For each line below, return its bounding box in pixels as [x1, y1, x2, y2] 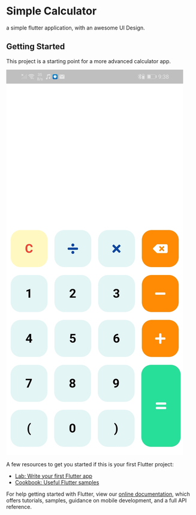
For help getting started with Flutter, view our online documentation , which [6, 490, 191, 498]
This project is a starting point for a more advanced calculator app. [6, 57, 171, 64]
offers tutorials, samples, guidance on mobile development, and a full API [6, 496, 187, 504]
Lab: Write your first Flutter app [14, 472, 93, 480]
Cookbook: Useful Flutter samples [14, 478, 99, 486]
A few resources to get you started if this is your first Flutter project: [6, 460, 174, 467]
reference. [6, 503, 32, 510]
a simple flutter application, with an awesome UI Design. [6, 24, 145, 31]
